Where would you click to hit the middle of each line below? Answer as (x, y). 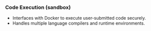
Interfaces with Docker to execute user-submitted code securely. (79, 18)
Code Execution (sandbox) (38, 7)
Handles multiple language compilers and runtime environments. (79, 23)
